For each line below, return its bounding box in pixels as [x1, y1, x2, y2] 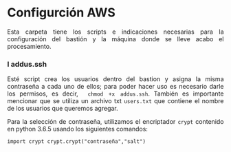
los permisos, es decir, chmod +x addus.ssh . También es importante [7, 89, 224, 98]
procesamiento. [7, 42, 52, 50]
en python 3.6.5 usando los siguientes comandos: [7, 125, 148, 133]
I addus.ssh [7, 59, 47, 69]
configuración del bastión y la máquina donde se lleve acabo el [7, 34, 224, 43]
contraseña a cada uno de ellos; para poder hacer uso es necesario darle [7, 83, 224, 91]
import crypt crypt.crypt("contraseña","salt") [7, 138, 146, 145]
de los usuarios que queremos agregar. [7, 105, 118, 113]
